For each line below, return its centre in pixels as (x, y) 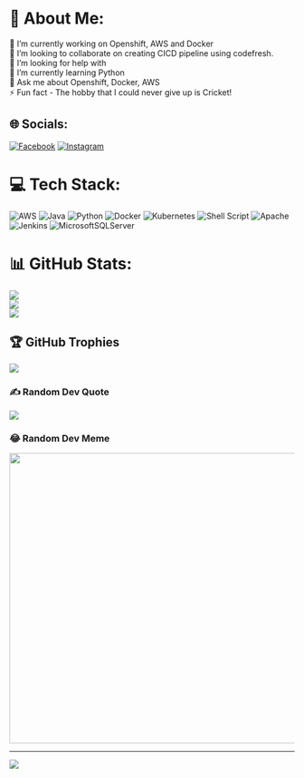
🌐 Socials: (39, 125)
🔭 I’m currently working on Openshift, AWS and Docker (112, 44)
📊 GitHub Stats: (71, 263)
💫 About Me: (57, 19)
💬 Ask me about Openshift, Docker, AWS (85, 82)
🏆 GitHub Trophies (65, 342)
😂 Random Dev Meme (60, 438)
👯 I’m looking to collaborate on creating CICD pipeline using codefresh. (142, 53)
